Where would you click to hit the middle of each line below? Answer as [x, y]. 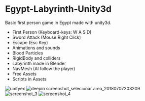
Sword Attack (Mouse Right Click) [47, 37]
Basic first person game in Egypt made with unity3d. [58, 23]
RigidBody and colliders [36, 58]
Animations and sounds [36, 48]
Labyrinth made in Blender [39, 63]
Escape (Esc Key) [30, 42]
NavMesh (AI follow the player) [44, 68]
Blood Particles [28, 53]
